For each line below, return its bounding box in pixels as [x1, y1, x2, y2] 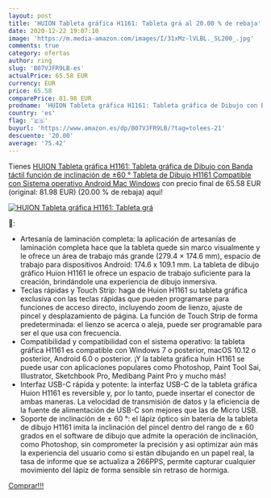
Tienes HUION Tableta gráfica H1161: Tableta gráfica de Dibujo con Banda [8, 161, 253, 171]
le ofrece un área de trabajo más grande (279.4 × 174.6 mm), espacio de [19, 251, 261, 260]
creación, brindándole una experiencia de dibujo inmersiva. [19, 276, 218, 286]
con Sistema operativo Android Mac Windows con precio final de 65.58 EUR [8, 178, 261, 188]
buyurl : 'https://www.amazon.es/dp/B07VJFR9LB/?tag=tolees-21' [8, 124, 226, 132]
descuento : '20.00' [8, 131, 74, 139]
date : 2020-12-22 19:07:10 [8, 27, 99, 35]
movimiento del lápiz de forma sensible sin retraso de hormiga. [19, 465, 230, 475]
